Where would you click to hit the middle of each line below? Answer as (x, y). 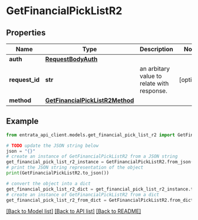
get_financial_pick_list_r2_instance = (55, 162)
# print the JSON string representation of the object (75, 168)
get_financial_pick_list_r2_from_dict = (57, 200)
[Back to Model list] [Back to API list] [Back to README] (74, 211)
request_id (24, 80)
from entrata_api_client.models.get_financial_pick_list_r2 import (91, 135)
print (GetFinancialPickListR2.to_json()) (58, 173)
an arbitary (155, 69)
